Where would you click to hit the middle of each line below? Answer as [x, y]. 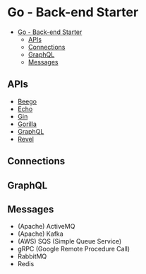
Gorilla [27, 124]
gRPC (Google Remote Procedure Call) [74, 249]
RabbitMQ [32, 256]
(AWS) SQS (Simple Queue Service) [69, 241]
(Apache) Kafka [40, 234]
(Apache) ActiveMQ [46, 227]
